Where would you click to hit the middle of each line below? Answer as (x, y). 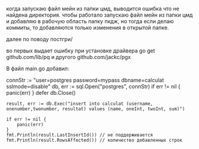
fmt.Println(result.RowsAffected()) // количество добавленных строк (94, 140)
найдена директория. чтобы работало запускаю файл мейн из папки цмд (99, 15)
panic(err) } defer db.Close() (41, 93)
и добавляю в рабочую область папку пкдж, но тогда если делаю (90, 21)
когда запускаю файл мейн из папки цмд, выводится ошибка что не (93, 9)
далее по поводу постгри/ (39, 39)
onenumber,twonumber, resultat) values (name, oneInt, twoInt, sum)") (96, 109)
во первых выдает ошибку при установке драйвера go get (81, 51)
